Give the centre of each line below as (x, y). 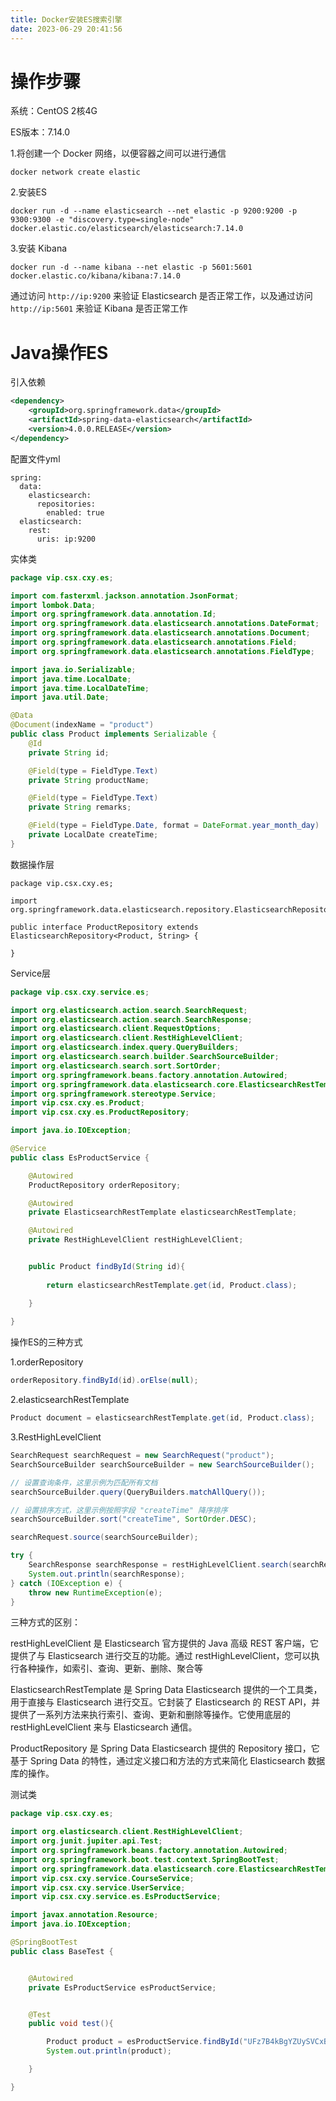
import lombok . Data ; (53, 605)
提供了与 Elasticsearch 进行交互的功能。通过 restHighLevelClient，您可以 (161, 1656)
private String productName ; (89, 780)
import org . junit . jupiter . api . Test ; (86, 1841)
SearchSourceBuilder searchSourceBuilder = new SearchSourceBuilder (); (162, 1464)
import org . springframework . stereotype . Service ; (113, 1094)
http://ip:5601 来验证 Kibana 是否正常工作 (99, 308)
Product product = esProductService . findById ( (145, 2042)
